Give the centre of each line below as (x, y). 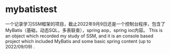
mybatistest (31, 9)
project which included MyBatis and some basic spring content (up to (78, 41)
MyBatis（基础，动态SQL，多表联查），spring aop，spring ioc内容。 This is (84, 30)
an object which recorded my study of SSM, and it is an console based (79, 36)
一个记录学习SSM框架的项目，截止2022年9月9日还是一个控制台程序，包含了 (85, 24)
